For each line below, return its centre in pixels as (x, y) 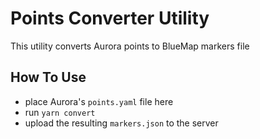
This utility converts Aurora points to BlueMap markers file (130, 46)
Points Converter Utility (110, 18)
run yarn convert (60, 112)
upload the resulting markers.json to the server (121, 123)
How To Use (48, 77)
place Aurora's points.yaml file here (99, 101)
